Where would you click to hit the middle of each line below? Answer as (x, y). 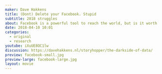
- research (20, 41)
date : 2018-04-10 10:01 (29, 28)
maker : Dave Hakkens (26, 9)
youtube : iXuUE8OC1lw (27, 46)
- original (20, 37)
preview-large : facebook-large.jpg (41, 59)
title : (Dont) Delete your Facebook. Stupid (51, 14)
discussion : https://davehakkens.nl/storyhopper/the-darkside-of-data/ (79, 50)
